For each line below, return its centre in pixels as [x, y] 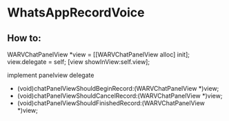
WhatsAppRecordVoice [76, 13]
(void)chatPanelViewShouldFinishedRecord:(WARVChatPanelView [111, 103]
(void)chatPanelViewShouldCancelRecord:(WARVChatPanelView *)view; [120, 96]
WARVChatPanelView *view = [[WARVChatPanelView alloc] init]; [98, 54]
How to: [24, 38]
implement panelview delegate [51, 75]
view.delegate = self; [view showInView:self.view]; [79, 62]
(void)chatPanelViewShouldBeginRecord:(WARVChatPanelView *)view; [118, 88]
